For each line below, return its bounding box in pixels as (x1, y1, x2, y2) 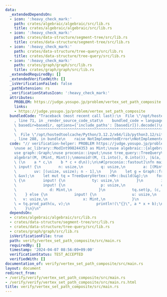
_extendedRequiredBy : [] (9, 72, 61, 77)
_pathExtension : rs (9, 85, 50, 91)
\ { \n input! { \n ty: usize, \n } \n (14, 178, 143, 183)
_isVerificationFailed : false (9, 81, 72, 86)
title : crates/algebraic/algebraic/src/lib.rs (14, 26, 112, 31)
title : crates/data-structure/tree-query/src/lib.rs (14, 53, 126, 59)
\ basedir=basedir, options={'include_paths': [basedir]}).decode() (14, 123, 159, 128)
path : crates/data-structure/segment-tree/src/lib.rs (14, 35, 128, 40)
